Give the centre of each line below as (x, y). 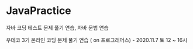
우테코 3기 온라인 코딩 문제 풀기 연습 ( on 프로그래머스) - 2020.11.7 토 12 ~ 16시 (97, 40)
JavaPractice (39, 11)
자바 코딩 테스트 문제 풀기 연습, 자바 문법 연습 (58, 27)
